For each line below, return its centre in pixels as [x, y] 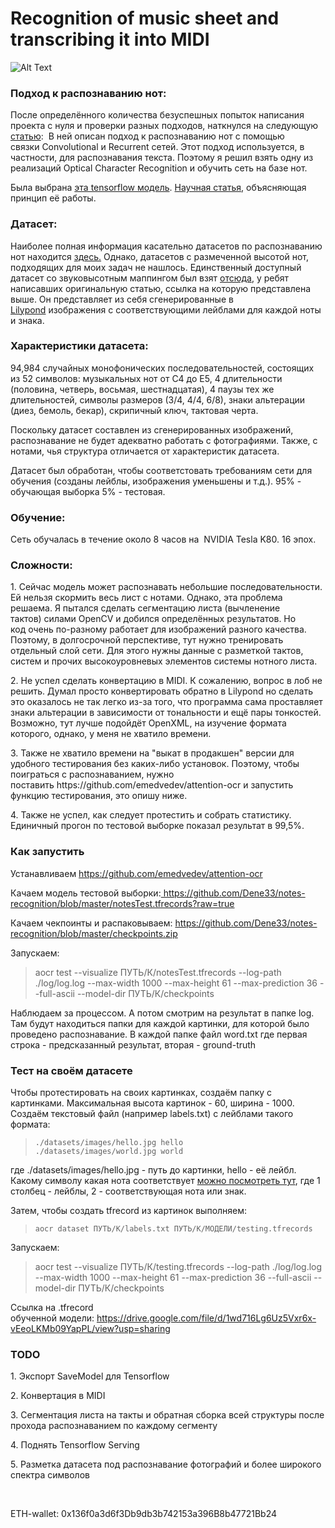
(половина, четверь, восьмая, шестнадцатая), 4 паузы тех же [142, 389]
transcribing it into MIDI [110, 39]
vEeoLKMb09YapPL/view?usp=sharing [90, 1329]
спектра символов [50, 1475]
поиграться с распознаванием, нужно [92, 774]
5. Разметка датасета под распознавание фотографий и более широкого [166, 1464]
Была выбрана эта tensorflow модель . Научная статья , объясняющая [158, 188]
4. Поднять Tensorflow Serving [75, 1445]
